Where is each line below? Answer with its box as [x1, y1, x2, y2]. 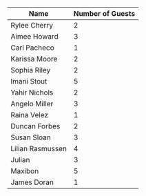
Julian [10, 155, 30, 164]
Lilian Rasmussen [10, 144, 67, 153]
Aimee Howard [10, 32, 59, 41]
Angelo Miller [10, 99, 54, 108]
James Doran [10, 177, 54, 187]
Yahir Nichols [10, 88, 54, 97]
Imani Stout [10, 77, 48, 86]
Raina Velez [10, 110, 49, 119]
